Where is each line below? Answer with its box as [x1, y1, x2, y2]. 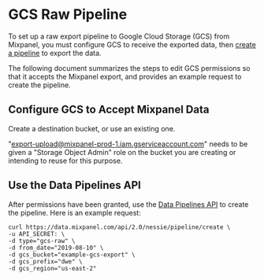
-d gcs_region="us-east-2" [8, 264, 97, 272]
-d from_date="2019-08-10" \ [8, 244, 104, 252]
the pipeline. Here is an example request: [8, 208, 142, 217]
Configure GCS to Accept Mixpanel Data [8, 103, 210, 116]
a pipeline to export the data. [8, 48, 102, 57]
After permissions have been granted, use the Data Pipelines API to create [8, 199, 249, 209]
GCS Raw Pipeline [8, 6, 128, 24]
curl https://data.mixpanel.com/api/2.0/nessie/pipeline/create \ [8, 223, 231, 231]
